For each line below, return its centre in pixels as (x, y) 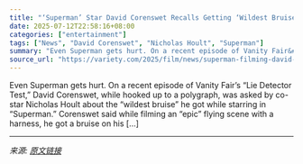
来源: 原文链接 (35, 150)
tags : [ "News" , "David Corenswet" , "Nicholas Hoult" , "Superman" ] (137, 43)
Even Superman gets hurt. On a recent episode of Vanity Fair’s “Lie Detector (151, 85)
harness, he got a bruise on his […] (74, 123)
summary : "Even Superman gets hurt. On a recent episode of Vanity (139, 51)
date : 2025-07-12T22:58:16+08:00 (72, 26)
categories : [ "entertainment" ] (68, 34)
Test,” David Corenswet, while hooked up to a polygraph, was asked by (142, 95)
